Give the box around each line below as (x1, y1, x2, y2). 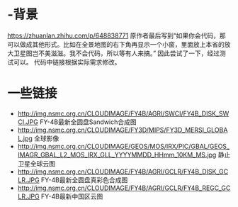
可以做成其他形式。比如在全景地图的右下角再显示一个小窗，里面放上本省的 (7, 40, 225, 48)
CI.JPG (17, 118, 39, 126)
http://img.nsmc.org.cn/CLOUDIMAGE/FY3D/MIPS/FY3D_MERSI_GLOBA (17, 125, 228, 134)
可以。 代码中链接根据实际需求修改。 (13, 57, 121, 66)
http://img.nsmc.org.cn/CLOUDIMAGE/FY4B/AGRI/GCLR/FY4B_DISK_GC (17, 167, 229, 176)
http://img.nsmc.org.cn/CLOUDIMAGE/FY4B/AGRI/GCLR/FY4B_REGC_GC (17, 184, 231, 192)
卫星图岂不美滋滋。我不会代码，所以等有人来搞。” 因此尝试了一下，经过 (13, 49, 220, 57)
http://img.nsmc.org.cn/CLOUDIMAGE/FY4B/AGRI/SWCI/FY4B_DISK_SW (17, 109, 229, 118)
